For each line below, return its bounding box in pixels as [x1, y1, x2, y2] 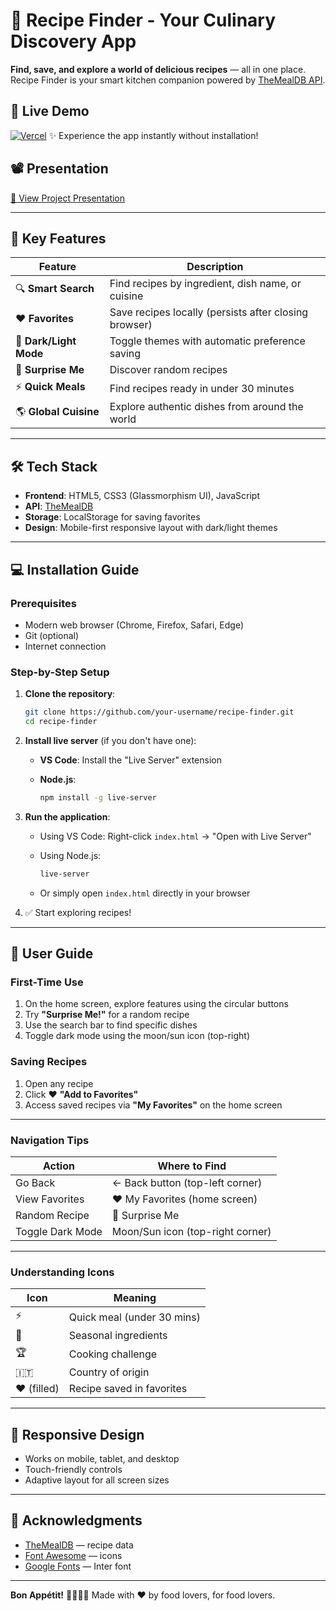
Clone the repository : [24, 688, 116, 700]
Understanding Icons [10, 1265, 115, 1279]
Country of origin [68, 1365, 150, 1379]
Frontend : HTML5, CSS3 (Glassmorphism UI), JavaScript [24, 490, 260, 502]
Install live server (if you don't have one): [24, 734, 197, 746]
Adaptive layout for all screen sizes [24, 1474, 170, 1486]
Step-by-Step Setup [10, 665, 110, 679]
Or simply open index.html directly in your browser [39, 887, 251, 899]
